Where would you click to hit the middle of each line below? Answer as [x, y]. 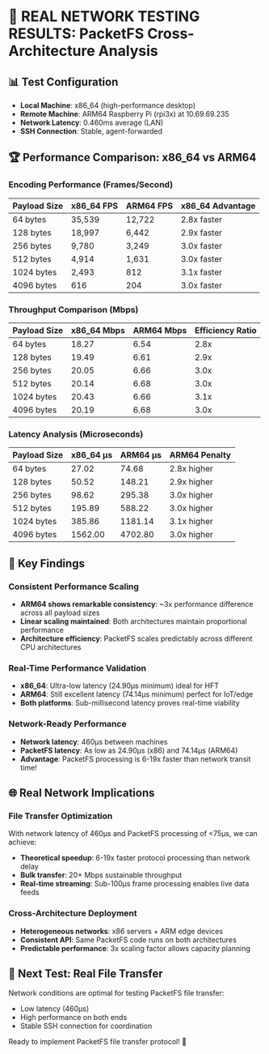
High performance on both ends [74, 1018]
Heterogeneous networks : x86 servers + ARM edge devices [122, 931]
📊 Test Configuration [63, 81]
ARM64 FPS [149, 206]
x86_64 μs [92, 455]
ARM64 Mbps [160, 330]
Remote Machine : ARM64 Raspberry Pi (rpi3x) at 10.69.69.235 [124, 114]
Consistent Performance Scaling [74, 587]
